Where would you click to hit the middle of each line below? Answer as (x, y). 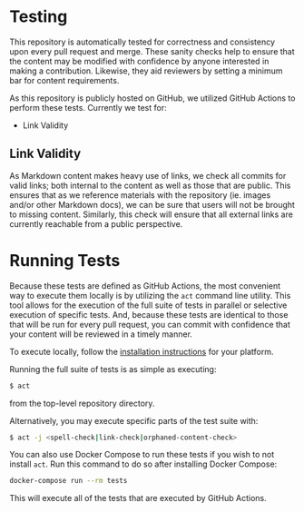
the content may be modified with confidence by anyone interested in (139, 61)
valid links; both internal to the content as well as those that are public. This (150, 185)
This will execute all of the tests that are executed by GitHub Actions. (138, 498)
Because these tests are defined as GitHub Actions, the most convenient (145, 286)
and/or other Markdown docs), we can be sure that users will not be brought (152, 204)
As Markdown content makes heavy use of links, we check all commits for (148, 175)
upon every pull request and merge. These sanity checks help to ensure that (152, 51)
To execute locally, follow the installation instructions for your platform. (142, 351)
